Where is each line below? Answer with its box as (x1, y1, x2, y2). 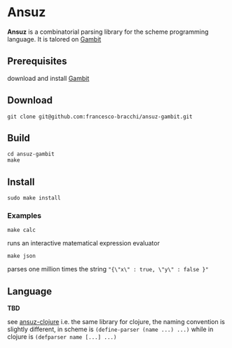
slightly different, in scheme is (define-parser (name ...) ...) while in (7, 325, 214, 334)
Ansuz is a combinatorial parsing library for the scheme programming (7, 27, 209, 36)
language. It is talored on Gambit (7, 34, 102, 43)
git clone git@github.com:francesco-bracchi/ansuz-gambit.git (7, 113, 193, 120)
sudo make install (7, 195, 61, 202)
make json (7, 252, 36, 260)
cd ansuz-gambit (7, 150, 55, 158)
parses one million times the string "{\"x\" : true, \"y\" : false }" (7, 265, 209, 273)
